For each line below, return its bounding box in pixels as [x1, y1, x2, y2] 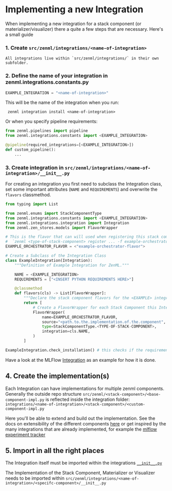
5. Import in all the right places [5, 446, 104, 455]
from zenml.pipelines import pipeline [5, 128, 88, 134]
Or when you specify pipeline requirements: [5, 118, 98, 125]
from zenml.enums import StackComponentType [5, 211, 102, 216]
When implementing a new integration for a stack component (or [5, 21, 142, 27]
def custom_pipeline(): [5, 147, 56, 152]
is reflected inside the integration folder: [45, 396, 130, 402]
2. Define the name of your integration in [5, 72, 108, 79]
